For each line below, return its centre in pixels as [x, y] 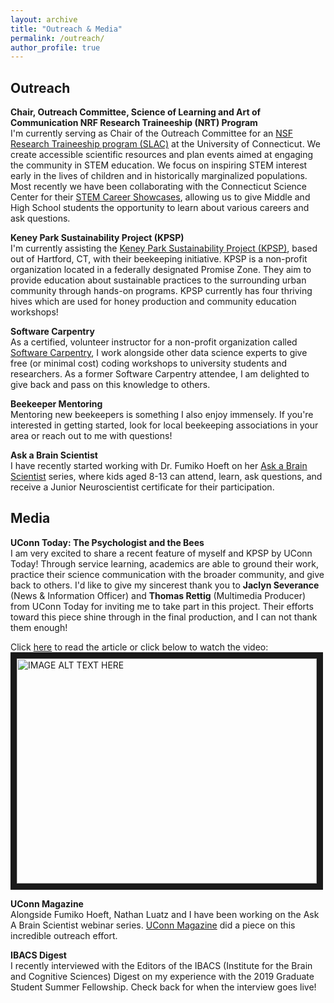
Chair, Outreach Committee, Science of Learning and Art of [136, 112]
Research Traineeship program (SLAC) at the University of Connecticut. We [165, 144]
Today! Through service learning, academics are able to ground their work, [164, 563]
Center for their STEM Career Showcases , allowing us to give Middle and [160, 197]
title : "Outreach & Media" [66, 29]
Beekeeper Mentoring [56, 404]
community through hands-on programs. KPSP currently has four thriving [161, 291]
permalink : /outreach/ [57, 38]
